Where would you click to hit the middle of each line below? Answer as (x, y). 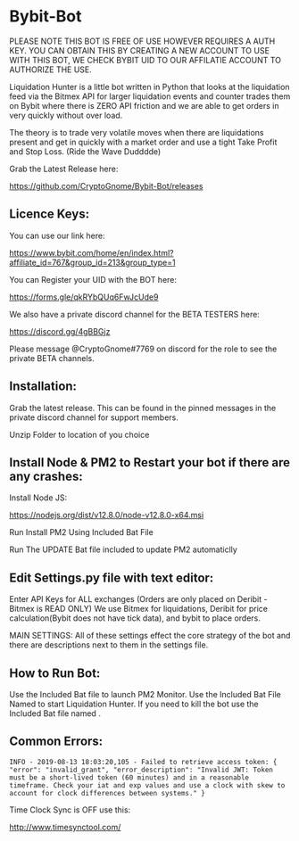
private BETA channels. (52, 358)
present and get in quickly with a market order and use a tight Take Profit (143, 142)
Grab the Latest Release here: (64, 169)
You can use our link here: (57, 235)
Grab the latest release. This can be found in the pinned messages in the (143, 408)
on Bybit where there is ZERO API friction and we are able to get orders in (144, 105)
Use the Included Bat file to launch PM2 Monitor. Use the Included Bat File (145, 694)
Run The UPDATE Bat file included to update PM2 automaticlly (124, 549)
